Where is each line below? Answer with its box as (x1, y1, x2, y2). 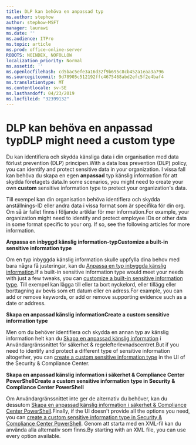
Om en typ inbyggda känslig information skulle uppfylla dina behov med (6, 256, 180, 263)
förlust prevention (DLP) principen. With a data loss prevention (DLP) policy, (6, 159, 188, 166)
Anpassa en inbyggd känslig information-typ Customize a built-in (6, 238, 168, 245)
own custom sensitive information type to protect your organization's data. (6, 184, 188, 191)
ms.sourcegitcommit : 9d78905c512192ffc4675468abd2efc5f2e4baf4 (6, 74, 164, 80)
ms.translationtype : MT (6, 80, 65, 86)
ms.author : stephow (6, 14, 54, 20)
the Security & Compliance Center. (6, 359, 90, 367)
